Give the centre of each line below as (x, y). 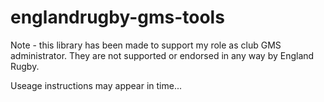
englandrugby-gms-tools (117, 17)
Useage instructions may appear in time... (96, 85)
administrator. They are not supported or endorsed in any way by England (162, 55)
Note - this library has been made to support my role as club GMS (146, 45)
